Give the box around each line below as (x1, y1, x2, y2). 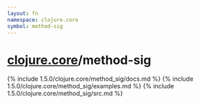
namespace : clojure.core (7, 16, 79, 23)
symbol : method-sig (7, 23, 63, 29)
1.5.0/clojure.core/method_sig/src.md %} (7, 90, 123, 98)
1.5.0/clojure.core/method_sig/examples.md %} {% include (7, 82, 174, 90)
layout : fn (7, 10, 39, 17)
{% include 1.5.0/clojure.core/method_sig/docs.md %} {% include (7, 75, 194, 83)
